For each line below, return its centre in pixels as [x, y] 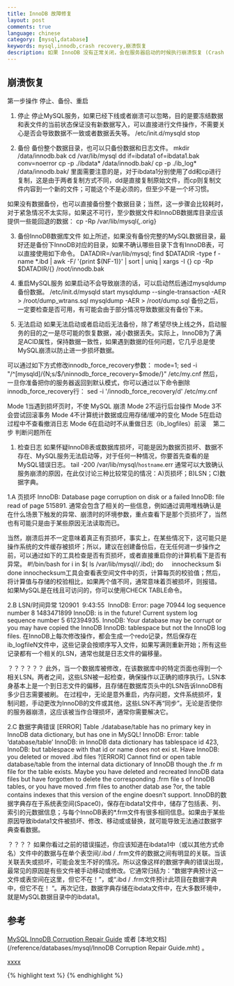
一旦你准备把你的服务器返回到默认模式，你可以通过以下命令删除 [99, 382]
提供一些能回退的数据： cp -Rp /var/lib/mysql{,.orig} [82, 221]
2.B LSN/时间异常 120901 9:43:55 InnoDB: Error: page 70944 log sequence [117, 605]
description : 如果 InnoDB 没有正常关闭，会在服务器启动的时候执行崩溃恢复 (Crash [116, 53]
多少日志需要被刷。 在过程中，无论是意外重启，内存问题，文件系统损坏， [112, 694]
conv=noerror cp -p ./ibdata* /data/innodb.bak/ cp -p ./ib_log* [107, 163]
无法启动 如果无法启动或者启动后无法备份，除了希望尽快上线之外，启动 [119, 324]
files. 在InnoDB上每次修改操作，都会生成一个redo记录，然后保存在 [102, 636]
